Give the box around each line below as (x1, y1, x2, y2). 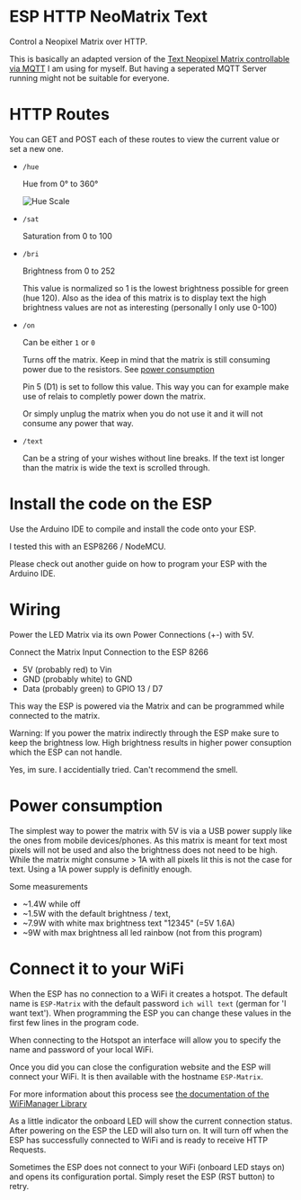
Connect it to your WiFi (9, 958, 184, 979)
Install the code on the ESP (9, 494, 213, 515)
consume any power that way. (22, 417, 135, 428)
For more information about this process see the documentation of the (9, 1088, 270, 1099)
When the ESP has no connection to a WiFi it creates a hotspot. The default (9, 988, 288, 999)
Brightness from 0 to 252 (22, 265, 116, 276)
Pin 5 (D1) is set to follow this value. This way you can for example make (22, 381, 289, 392)
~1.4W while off (22, 898, 81, 909)
